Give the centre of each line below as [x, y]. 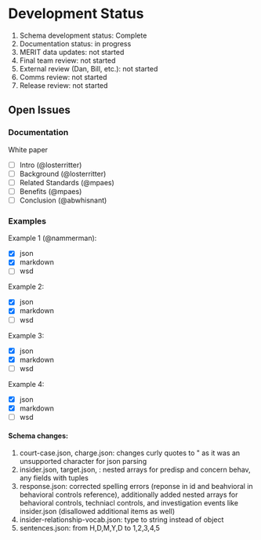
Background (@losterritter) [63, 173]
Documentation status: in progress [75, 43]
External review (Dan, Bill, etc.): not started [89, 68]
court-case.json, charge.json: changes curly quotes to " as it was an [130, 453]
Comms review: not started [63, 77]
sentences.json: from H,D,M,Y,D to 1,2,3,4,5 [90, 528]
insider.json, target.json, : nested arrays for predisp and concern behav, [135, 470]
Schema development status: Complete [83, 35]
